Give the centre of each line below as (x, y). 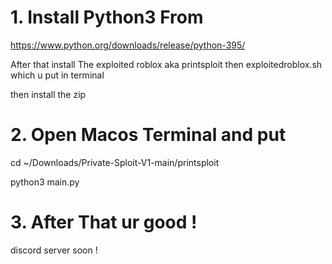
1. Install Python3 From (107, 17)
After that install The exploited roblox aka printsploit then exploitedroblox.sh (166, 64)
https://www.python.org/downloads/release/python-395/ (128, 45)
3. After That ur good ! (104, 222)
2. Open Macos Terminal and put (148, 135)
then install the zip (48, 94)
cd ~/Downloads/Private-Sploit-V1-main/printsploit (115, 162)
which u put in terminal (57, 75)
